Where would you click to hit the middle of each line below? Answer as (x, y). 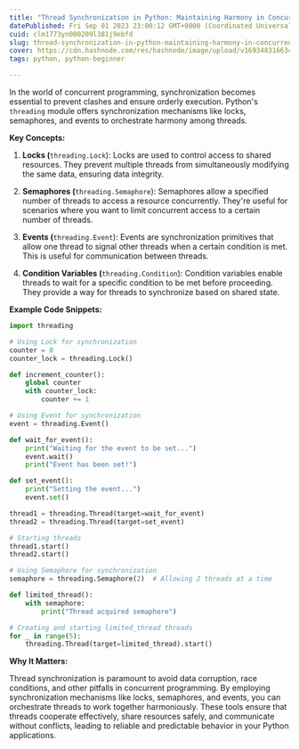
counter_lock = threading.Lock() (71, 358)
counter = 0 (31, 350)
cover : (21, 51)
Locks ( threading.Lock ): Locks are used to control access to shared (146, 155)
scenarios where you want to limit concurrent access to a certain (141, 210)
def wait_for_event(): (51, 440)
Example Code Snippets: (56, 309)
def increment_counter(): (57, 374)
